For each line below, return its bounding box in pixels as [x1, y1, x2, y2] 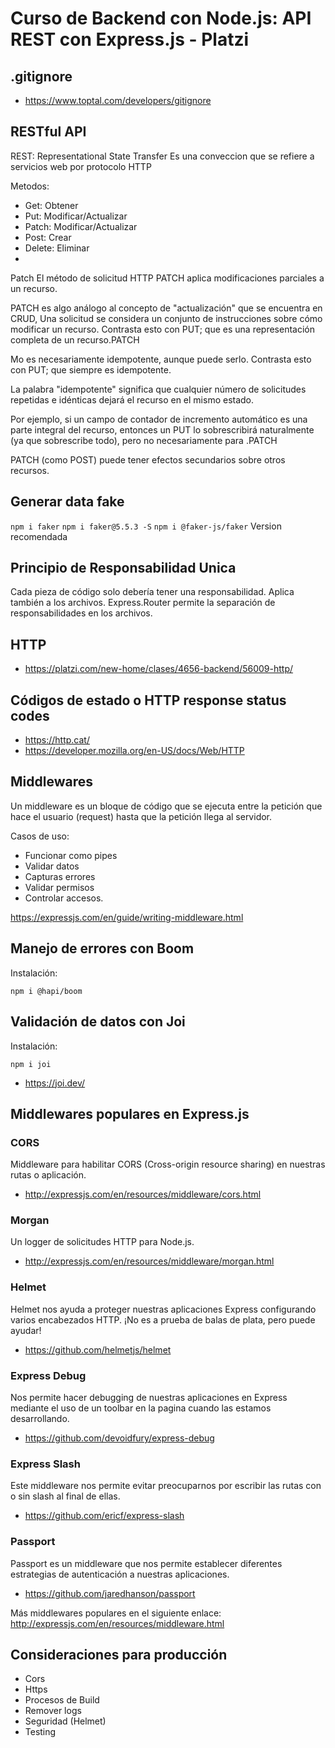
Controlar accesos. [24, 892, 104, 904]
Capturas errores [24, 870, 96, 882]
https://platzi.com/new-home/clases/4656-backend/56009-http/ [24, 663, 294, 675]
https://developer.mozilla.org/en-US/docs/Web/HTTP [24, 745, 245, 757]
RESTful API [10, 123, 87, 141]
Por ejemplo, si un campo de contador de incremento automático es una [10, 413, 308, 425]
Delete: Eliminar [24, 242, 90, 254]
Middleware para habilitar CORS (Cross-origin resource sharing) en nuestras [10, 1158, 326, 1171]
